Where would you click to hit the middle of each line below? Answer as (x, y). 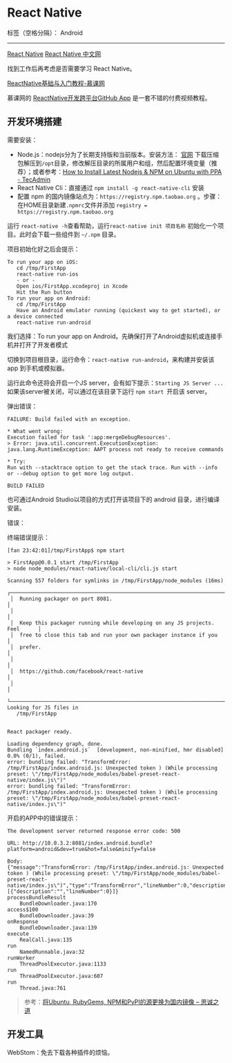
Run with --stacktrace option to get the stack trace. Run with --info (112, 468)
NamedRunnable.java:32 (52, 952)
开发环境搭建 (35, 122)
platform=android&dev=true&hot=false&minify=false (81, 849)
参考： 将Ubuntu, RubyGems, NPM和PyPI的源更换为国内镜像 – (112, 1002)
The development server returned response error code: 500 (94, 831)
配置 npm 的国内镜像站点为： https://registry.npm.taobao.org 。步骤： (119, 196)
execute (18, 934)
